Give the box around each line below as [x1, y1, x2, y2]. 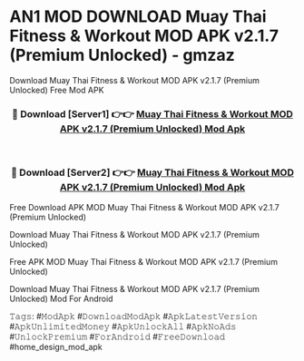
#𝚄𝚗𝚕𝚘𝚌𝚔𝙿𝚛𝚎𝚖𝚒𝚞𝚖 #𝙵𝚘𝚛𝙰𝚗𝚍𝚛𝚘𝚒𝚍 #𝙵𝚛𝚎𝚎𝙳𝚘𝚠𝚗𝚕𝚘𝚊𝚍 [9, 331, 225, 342]
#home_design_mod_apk [9, 341, 103, 352]
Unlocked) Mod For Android [9, 293, 113, 304]
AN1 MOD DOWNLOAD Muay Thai [9, 6, 267, 27]
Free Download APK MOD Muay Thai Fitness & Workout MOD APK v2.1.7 [9, 201, 279, 212]
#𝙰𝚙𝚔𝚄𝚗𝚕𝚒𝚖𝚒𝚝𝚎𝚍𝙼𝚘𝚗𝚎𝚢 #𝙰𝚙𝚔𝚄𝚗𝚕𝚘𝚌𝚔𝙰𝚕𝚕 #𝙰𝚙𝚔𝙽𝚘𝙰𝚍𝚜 [9, 320, 237, 332]
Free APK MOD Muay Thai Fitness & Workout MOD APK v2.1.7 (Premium [9, 256, 279, 267]
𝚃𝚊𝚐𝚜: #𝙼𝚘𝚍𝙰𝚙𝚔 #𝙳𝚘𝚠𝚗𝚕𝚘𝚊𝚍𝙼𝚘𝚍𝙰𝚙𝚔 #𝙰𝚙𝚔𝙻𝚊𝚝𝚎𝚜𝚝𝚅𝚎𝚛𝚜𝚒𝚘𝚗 [9, 310, 259, 321]
